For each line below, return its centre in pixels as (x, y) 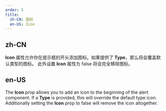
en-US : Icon (23, 24)
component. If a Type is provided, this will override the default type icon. (81, 97)
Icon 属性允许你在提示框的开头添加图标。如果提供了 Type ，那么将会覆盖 (81, 58)
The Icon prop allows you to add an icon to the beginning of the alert (77, 92)
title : (12, 15)
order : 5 (14, 10)
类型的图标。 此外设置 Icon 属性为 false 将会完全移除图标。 (71, 64)
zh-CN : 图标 (22, 19)
